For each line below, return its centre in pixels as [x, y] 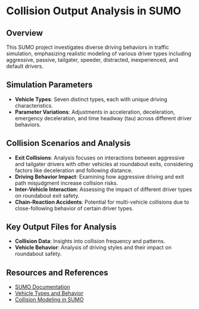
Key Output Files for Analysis [61, 227]
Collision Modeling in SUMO [49, 299]
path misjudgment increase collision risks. [66, 183]
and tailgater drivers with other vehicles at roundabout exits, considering [104, 164]
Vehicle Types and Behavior [49, 294]
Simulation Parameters [49, 85]
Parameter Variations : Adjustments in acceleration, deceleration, [95, 112]
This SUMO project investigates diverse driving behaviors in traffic [88, 47]
